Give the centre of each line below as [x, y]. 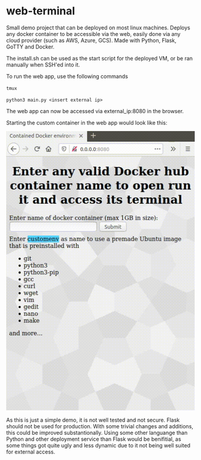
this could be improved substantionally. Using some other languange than [97, 433]
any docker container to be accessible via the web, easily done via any [93, 34]
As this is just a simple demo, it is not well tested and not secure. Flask [93, 420]
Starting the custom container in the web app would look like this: [87, 122]
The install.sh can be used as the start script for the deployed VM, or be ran [100, 58]
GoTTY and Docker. [31, 47]
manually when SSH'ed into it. [43, 65]
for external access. [31, 452]
